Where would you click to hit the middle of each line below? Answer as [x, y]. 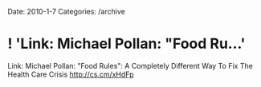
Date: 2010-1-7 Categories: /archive [66, 12]
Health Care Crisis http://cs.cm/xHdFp [71, 74]
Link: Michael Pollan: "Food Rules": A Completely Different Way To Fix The [130, 65]
